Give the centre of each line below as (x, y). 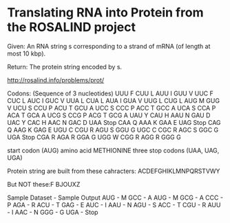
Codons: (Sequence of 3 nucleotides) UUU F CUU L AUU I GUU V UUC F (110, 93)
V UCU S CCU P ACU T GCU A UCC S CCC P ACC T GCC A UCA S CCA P (112, 108)
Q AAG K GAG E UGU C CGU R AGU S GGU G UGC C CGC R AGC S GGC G (113, 130)
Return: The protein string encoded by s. (65, 67)
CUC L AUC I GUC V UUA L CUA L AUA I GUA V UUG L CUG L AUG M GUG (114, 100)
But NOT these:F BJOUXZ (44, 184)
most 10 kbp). (27, 54)
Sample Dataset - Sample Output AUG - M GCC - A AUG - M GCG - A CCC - (115, 198)
